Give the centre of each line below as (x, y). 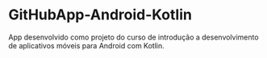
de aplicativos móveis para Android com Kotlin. (87, 45)
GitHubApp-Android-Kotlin (100, 15)
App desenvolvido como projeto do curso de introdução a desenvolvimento (134, 37)
